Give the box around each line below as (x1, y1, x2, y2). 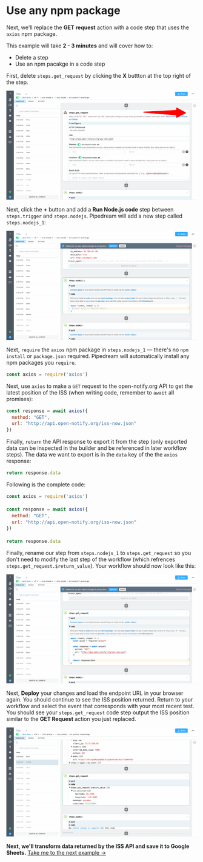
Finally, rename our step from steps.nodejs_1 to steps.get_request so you (6, 550, 191, 557)
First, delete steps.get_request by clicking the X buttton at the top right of (6, 72, 191, 79)
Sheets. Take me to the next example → (6, 849, 107, 856)
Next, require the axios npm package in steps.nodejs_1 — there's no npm (6, 346, 189, 353)
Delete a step (15, 53, 48, 61)
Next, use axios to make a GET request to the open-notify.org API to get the (6, 382, 193, 390)
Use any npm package (6, 4, 121, 18)
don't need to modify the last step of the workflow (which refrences (6, 556, 176, 563)
